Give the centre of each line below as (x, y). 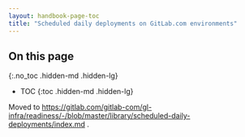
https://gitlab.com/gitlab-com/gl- (97, 107)
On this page (41, 56)
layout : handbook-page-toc (54, 16)
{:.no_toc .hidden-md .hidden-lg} (64, 76)
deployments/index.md (47, 124)
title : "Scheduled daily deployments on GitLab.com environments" (123, 24)
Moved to (24, 107)
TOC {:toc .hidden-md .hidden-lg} (77, 92)
